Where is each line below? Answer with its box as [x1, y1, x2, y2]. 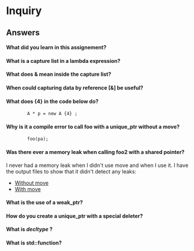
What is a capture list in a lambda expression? [6, 57, 121, 64]
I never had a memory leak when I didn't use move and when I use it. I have [6, 162, 189, 169]
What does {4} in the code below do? [6, 98, 99, 105]
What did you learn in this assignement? [6, 44, 107, 51]
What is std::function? [6, 239, 62, 246]
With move [14, 185, 41, 192]
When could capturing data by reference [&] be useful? [6, 84, 143, 91]
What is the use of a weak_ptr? [6, 199, 83, 206]
